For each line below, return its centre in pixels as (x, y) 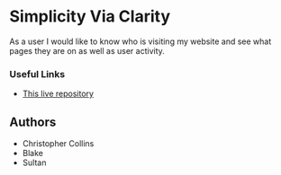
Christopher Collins (58, 144)
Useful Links (37, 74)
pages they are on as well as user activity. (87, 50)
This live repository (58, 94)
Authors (33, 122)
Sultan (34, 162)
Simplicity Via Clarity (90, 17)
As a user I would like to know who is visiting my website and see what (140, 41)
